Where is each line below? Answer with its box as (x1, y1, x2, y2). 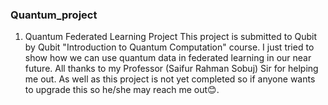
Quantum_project (10, 8, 98, 22)
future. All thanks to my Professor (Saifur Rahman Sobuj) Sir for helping (24, 63, 319, 75)
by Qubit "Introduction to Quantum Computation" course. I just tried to (24, 41, 315, 53)
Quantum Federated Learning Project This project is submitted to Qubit (24, 31, 318, 43)
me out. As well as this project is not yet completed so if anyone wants (24, 73, 316, 85)
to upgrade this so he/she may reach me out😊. (24, 84, 220, 96)
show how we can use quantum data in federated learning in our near (24, 52, 312, 64)
